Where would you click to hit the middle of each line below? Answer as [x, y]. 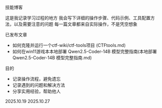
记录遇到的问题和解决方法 [39, 85]
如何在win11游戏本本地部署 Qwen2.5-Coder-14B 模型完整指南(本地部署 [84, 52]
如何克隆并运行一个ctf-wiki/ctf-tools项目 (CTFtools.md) [69, 45]
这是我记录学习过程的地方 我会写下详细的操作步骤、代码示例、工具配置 [78, 18]
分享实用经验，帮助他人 [36, 91]
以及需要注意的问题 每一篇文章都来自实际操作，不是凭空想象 [76, 24]
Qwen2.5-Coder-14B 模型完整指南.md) [52, 58]
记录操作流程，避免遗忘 [36, 79]
